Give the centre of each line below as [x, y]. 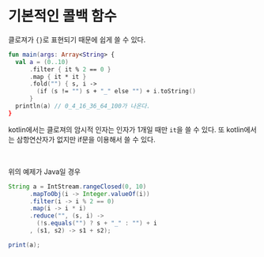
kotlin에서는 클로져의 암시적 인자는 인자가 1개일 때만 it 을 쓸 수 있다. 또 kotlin [126, 129]
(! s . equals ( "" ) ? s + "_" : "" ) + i [97, 223]
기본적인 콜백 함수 [62, 16]
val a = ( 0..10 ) [42, 62]
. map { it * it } [58, 77]
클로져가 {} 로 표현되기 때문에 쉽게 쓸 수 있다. [77, 40]
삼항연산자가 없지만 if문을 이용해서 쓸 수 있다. [86, 139]
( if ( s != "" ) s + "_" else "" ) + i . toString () [116, 92]
